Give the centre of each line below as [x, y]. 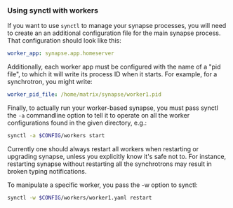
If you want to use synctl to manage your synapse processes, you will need [117, 26]
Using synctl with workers [53, 11]
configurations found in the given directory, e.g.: [77, 123]
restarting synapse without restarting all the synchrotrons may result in [109, 164]
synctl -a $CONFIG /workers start [56, 136]
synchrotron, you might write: [50, 82]
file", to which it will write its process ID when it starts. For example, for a [112, 74]
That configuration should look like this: [64, 41]
